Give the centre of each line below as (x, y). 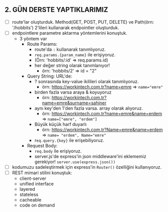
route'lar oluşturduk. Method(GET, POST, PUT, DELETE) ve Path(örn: (83, 22)
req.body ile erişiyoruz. (58, 151)
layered (27, 189)
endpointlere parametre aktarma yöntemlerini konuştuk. (70, 33)
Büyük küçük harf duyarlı (60, 124)
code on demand (37, 205)
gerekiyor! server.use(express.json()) (75, 162)
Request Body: (42, 146)
